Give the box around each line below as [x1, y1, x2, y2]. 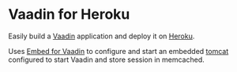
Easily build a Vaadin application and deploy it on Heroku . [8, 31, 195, 41]
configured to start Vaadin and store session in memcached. [8, 55, 205, 64]
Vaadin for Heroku [8, 5, 130, 23]
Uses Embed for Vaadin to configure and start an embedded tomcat [8, 46, 229, 56]
